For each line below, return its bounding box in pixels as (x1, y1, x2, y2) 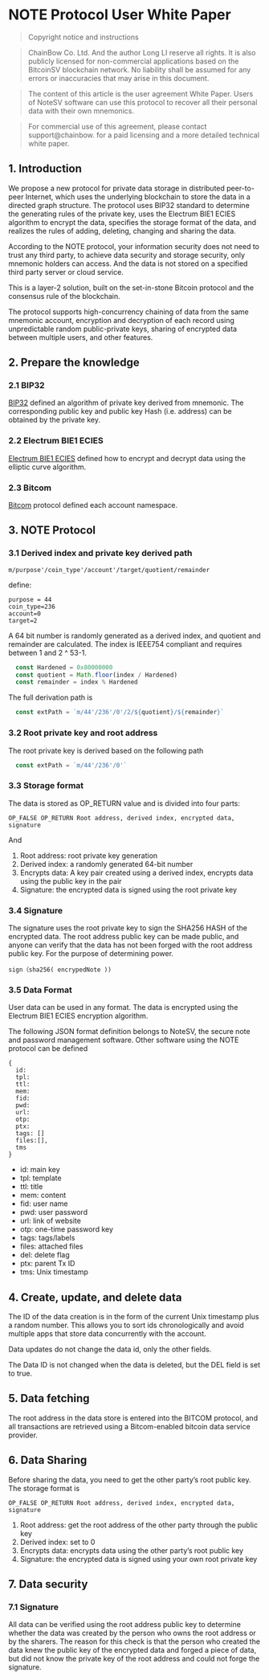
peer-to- (226, 183, 255, 193)
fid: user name (19, 1199, 68, 1208)
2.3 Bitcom (8, 482, 52, 493)
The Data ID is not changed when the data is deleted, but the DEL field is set (8, 1360, 261, 1370)
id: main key (19, 1165, 60, 1175)
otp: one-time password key (19, 1224, 114, 1234)
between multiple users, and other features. (8, 332, 153, 342)
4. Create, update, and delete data (8, 1290, 182, 1304)
